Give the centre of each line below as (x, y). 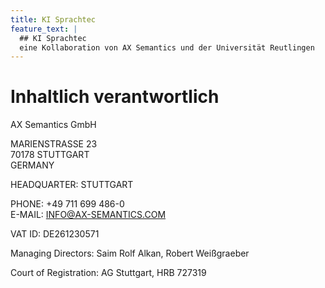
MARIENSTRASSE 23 (54, 144)
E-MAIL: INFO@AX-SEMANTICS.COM (88, 215)
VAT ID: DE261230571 (55, 234)
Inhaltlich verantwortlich (115, 97)
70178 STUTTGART (50, 155)
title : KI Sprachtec (53, 19)
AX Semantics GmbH (53, 125)
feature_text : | (44, 29)
